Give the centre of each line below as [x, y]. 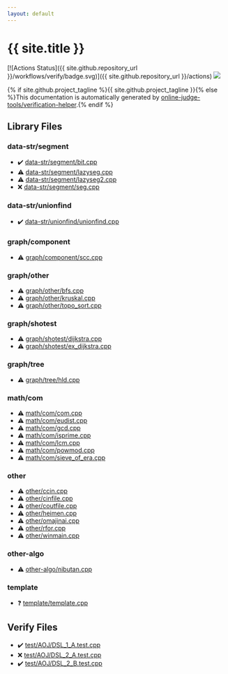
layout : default [31, 14]
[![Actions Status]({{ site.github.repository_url [73, 68]
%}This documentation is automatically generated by [83, 97]
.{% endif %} [95, 104]
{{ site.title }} [46, 48]
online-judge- [181, 97]
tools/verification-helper [42, 104]
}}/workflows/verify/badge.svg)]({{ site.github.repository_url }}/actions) [110, 76]
